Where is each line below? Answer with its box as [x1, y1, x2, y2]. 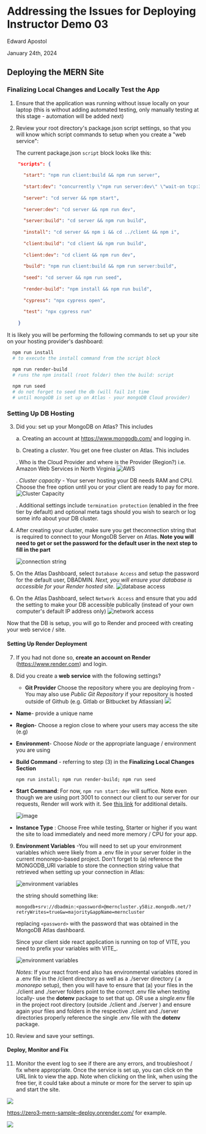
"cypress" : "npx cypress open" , [23, 297, 106, 303]
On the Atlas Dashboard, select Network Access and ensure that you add [15, 595, 197, 602]
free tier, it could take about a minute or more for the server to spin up [15, 1079, 192, 1086]
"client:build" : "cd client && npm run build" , [23, 240, 147, 246]
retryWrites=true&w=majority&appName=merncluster [15, 909, 145, 915]
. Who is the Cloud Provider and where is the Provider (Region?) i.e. [15, 459, 186, 466]
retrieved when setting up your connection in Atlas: [15, 868, 145, 875]
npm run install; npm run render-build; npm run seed [15, 776, 156, 782]
